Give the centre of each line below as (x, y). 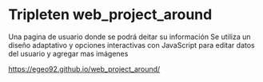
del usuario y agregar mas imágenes (68, 53)
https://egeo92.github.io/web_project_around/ (84, 68)
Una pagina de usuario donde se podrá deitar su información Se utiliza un (130, 37)
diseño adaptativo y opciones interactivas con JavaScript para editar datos (131, 45)
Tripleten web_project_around (110, 15)
